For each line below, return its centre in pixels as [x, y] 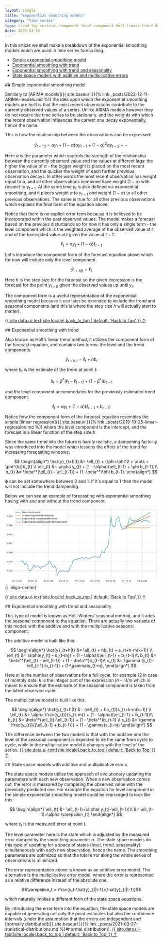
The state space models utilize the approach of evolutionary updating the [78, 774]
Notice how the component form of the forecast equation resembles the [77, 417]
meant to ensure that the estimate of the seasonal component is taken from [80, 685]
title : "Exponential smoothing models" [45, 15]
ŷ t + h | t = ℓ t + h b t [81, 360]
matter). [13, 311]
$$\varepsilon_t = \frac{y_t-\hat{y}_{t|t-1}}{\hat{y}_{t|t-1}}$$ [81, 889]
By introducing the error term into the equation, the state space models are [80, 908]
